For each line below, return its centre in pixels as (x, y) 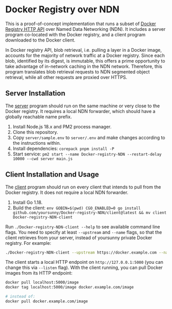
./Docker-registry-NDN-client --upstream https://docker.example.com (81, 253)
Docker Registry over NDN (62, 9)
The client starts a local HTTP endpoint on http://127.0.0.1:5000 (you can (84, 262)
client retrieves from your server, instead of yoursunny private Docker (79, 238)
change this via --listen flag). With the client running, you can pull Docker (84, 267)
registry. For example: (28, 243)
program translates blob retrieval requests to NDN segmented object (78, 72)
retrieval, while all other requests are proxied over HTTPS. (66, 77)
